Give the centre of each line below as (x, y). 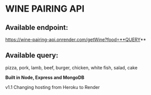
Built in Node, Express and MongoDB (45, 77)
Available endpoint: (37, 28)
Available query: (32, 55)
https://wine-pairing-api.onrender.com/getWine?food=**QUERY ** (76, 39)
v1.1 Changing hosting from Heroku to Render (53, 87)
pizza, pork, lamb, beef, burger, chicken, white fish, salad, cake (71, 67)
